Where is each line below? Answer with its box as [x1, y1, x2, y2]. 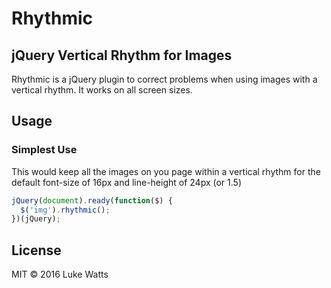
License [11, 242, 62, 259]
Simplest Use [11, 143, 78, 157]
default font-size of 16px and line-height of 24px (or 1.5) [11, 176, 242, 188]
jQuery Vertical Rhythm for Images [11, 47, 233, 64]
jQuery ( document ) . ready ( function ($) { [11, 195, 173, 206]
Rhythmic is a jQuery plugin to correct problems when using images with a [11, 73, 318, 85]
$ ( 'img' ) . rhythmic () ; [20, 205, 111, 215]
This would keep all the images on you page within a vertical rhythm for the [11, 165, 321, 177]
